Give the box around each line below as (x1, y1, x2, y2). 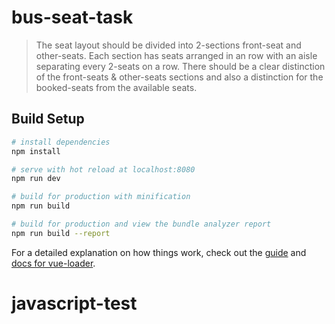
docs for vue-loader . (11, 257, 96, 269)
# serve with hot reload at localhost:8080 (11, 164, 196, 175)
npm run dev (11, 174, 61, 184)
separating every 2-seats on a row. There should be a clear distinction (35, 60, 326, 72)
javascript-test (11, 292, 138, 315)
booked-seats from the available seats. (35, 81, 198, 93)
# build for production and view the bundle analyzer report (11, 219, 272, 229)
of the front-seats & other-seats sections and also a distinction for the (35, 71, 324, 83)
